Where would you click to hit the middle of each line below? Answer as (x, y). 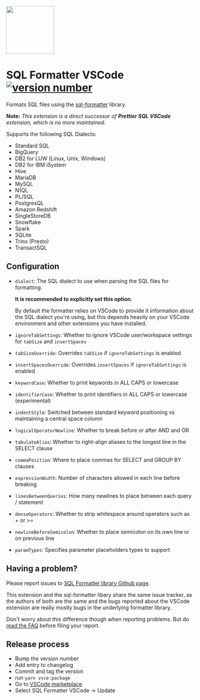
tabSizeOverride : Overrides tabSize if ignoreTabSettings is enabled (98, 353)
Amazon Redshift (36, 209)
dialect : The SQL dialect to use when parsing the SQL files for (92, 281)
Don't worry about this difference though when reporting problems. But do (98, 619)
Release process (38, 644)
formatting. (29, 287)
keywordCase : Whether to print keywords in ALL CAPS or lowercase (97, 382)
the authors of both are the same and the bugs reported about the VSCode (98, 601)
